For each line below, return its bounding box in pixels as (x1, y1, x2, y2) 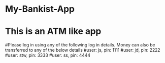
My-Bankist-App (5, 3, 75, 15)
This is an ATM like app (5, 26, 101, 37)
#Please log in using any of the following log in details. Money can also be (5, 42, 155, 48)
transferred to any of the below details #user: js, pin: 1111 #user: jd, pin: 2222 (5, 47, 161, 53)
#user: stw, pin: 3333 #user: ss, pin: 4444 (5, 52, 91, 58)
